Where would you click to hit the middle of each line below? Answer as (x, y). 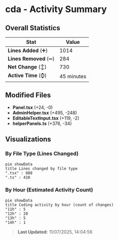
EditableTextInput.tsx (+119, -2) (46, 118)
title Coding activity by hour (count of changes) (60, 205)
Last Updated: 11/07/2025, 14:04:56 (55, 232)
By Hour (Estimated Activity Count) (49, 190)
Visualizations (28, 139)
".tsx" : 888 (19, 173)
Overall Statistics (33, 28)
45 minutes (73, 76)
